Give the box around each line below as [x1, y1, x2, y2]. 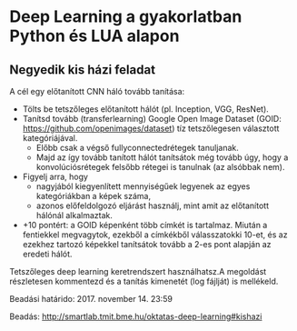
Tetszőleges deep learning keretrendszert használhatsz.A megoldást [9, 266, 267, 276]
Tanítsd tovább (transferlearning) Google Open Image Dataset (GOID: [22, 114, 282, 124]
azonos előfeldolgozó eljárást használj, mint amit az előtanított [35, 200, 270, 211]
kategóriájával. [22, 133, 78, 143]
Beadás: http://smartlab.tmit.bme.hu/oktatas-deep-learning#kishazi [9, 311, 262, 322]
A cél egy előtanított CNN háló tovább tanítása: [9, 86, 185, 96]
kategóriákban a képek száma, [35, 191, 152, 201]
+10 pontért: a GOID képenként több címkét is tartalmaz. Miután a [22, 220, 268, 230]
